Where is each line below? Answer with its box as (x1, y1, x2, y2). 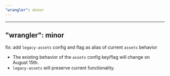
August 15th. (12, 59, 39, 66)
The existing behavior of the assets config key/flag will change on (12, 54, 150, 60)
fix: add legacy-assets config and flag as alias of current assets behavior (5, 44, 158, 51)
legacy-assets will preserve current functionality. (12, 65, 115, 71)
